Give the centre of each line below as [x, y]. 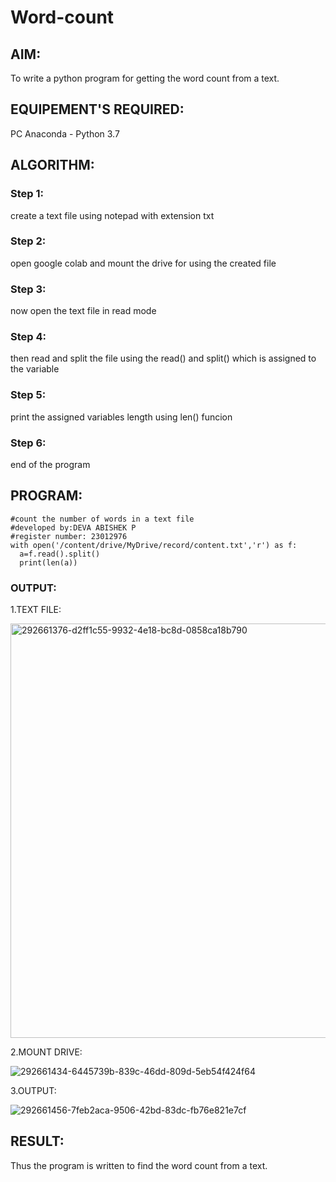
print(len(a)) [48, 562]
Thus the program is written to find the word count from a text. [139, 1165]
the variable [35, 369]
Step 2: [28, 241]
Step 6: [28, 443]
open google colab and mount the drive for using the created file [143, 263]
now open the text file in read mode [83, 311]
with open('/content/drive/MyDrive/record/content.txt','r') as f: [154, 545]
